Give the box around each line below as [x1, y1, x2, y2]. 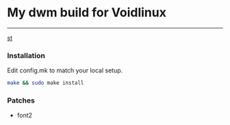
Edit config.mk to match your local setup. [7, 66, 123, 74]
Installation [7, 51, 46, 60]
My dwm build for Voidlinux [7, 5, 166, 20]
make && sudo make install [7, 80, 84, 87]
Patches [7, 96, 36, 105]
